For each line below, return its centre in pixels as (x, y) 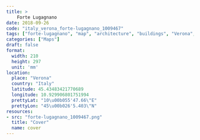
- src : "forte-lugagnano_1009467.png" (54, 117)
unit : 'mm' (25, 67)
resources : (20, 111)
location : (18, 73)
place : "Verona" (32, 78)
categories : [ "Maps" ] (33, 39)
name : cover (26, 128)
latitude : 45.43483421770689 (48, 89)
